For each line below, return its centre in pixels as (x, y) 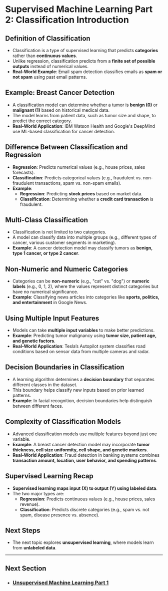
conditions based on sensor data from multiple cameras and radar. (81, 352)
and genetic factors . (34, 341)
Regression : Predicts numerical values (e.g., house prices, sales (79, 167)
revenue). (30, 504)
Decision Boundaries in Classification (65, 367)
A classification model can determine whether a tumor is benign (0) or (85, 105)
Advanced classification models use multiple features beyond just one (85, 434)
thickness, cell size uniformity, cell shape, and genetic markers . (80, 450)
